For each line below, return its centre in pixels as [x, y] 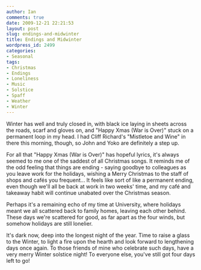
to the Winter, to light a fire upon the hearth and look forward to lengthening [100, 241]
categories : [21, 51]
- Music [16, 85]
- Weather [19, 101]
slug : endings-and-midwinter [43, 34]
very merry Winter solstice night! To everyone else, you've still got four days [101, 254]
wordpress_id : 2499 [31, 46]
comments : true [25, 17]
